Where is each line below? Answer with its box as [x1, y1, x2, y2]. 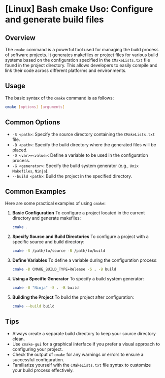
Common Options [5, 118, 61, 127]
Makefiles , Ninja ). [12, 168, 49, 173]
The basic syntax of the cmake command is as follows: [5, 95, 114, 101]
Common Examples [5, 187, 66, 196]
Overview [5, 34, 36, 42]
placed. [12, 147, 28, 153]
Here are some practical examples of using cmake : [5, 201, 106, 206]
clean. [12, 336, 25, 342]
